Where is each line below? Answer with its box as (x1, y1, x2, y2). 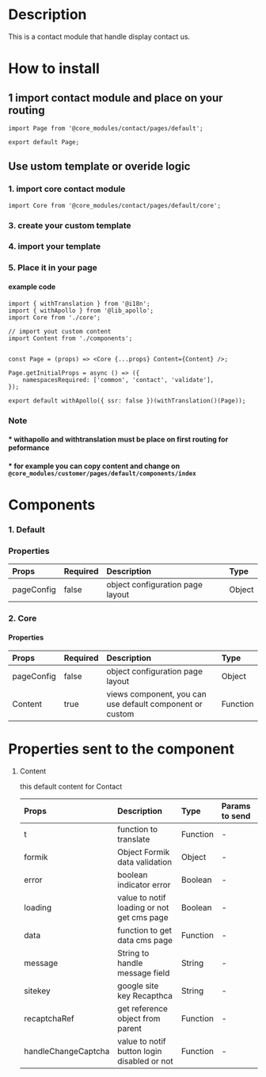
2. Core (8, 613, 37, 624)
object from (117, 1013, 161, 1024)
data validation (117, 857, 173, 868)
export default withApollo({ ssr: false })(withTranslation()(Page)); (8, 396, 246, 405)
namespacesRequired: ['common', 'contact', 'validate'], (22, 376, 215, 384)
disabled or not (117, 1056, 173, 1067)
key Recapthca (117, 991, 173, 1002)
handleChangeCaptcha (23, 1046, 110, 1057)
